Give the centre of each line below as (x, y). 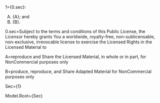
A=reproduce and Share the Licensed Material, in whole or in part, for (76, 57)
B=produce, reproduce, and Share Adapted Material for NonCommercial (78, 71)
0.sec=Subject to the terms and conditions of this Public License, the (75, 31)
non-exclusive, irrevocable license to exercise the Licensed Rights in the (79, 42)
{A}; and (21, 17)
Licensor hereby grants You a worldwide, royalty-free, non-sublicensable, (80, 37)
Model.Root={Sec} (24, 96)
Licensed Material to (26, 47)
